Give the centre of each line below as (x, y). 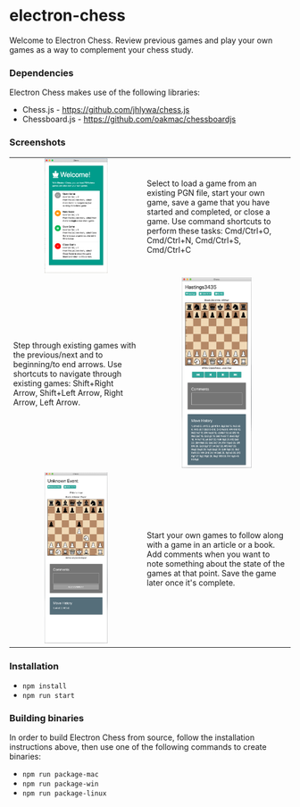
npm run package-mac (60, 775)
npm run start (48, 695)
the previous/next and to (58, 355)
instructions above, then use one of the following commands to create (138, 747)
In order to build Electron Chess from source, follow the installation (132, 737)
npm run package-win (60, 784)
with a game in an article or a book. (211, 544)
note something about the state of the (216, 563)
